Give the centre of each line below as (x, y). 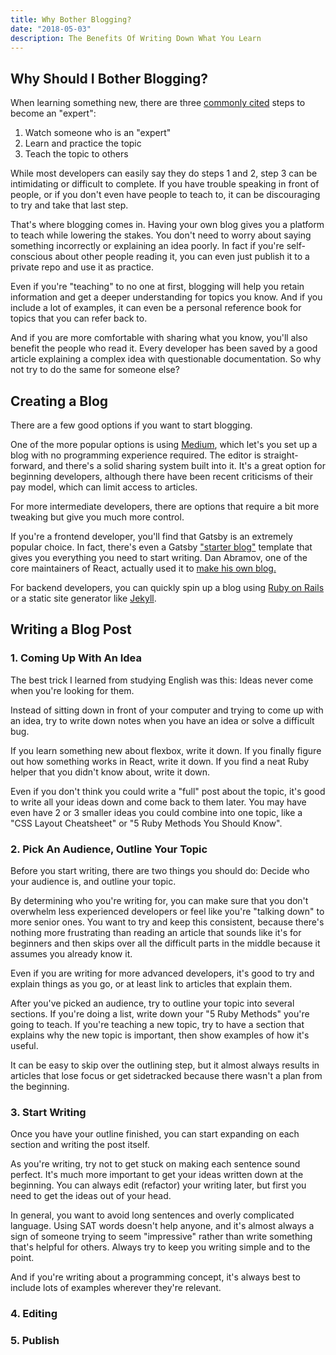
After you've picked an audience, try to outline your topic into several (152, 1003)
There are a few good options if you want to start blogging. (131, 425)
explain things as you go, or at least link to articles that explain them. (151, 983)
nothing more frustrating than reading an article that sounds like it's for (156, 932)
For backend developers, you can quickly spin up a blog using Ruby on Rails (167, 587)
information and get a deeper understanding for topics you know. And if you (166, 297)
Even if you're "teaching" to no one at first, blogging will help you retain (157, 287)
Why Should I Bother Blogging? (109, 78)
